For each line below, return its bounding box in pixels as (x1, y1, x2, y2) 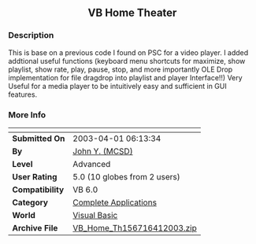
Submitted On (12, 133, 65, 144)
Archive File (12, 222, 58, 233)
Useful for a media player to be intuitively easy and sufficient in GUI (8, 81, 227, 91)
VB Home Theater (87, 6, 177, 20)
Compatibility (12, 184, 65, 195)
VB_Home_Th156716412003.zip (72, 222, 197, 233)
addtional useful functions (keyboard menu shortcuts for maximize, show (8, 56, 246, 65)
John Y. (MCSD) (72, 146, 133, 157)
